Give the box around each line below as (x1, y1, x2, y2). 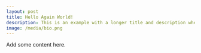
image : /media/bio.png (6, 25, 63, 31)
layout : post (6, 8, 39, 15)
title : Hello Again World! (6, 14, 74, 20)
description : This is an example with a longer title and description (6, 19, 186, 25)
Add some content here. (6, 41, 66, 48)
